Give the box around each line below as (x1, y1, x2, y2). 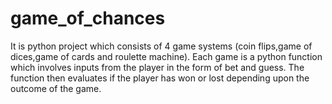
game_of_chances (10, 7, 166, 30)
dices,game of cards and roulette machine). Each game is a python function (10, 50, 323, 62)
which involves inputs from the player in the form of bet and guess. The (10, 61, 305, 73)
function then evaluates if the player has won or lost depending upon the (10, 72, 310, 84)
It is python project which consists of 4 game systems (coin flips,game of (10, 40, 313, 52)
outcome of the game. (10, 82, 102, 94)
